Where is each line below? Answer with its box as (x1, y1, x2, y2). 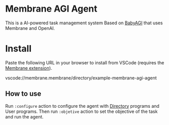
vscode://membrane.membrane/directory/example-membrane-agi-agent (5, 74, 157, 81)
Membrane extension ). (5, 65, 52, 71)
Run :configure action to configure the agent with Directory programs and (5, 103, 160, 109)
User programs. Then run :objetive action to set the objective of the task (5, 108, 158, 114)
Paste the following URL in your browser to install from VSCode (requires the (5, 59, 164, 66)
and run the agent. (5, 113, 44, 119)
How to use (5, 90, 41, 98)
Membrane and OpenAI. (5, 25, 55, 31)
